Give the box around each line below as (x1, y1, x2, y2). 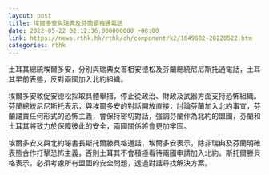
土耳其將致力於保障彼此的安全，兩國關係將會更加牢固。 (8, 121, 191, 131)
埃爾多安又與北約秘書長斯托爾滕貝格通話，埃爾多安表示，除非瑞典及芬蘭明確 (8, 138, 261, 148)
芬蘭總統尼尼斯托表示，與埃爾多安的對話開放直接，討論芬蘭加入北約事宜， (8, 101, 254, 111)
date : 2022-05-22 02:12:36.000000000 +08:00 (8, 26, 159, 34)
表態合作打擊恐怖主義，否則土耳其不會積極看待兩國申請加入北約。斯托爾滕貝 (8, 149, 261, 158)
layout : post (8, 11, 52, 20)
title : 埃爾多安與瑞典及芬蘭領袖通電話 (8, 19, 123, 27)
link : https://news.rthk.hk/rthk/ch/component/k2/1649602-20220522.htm (8, 34, 252, 42)
